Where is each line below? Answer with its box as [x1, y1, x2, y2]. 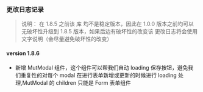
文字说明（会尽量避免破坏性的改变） [21, 35, 113, 43]
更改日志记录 [6, 5, 45, 13]
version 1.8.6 [6, 50, 40, 57]
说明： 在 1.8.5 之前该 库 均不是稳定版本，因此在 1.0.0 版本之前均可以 [21, 20, 194, 28]
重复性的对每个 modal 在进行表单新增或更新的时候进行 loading [20, 71, 177, 79]
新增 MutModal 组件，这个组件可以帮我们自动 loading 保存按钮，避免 [15, 64, 188, 71]
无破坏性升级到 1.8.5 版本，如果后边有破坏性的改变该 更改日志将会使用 [21, 28, 198, 35]
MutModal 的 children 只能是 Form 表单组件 [22, 79, 131, 86]
